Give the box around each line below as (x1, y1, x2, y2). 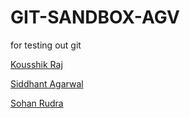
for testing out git (10, 39, 82, 51)
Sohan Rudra (10, 97, 64, 109)
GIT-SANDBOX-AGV (10, 6, 180, 29)
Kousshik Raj (10, 58, 63, 70)
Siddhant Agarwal (10, 77, 84, 90)
